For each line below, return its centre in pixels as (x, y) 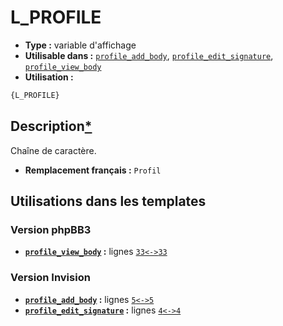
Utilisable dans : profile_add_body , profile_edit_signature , (149, 55)
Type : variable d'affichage (80, 45)
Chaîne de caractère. (53, 150)
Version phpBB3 (51, 229)
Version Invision (50, 278)
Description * (51, 126)
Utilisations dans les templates (108, 201)
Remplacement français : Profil (93, 170)
